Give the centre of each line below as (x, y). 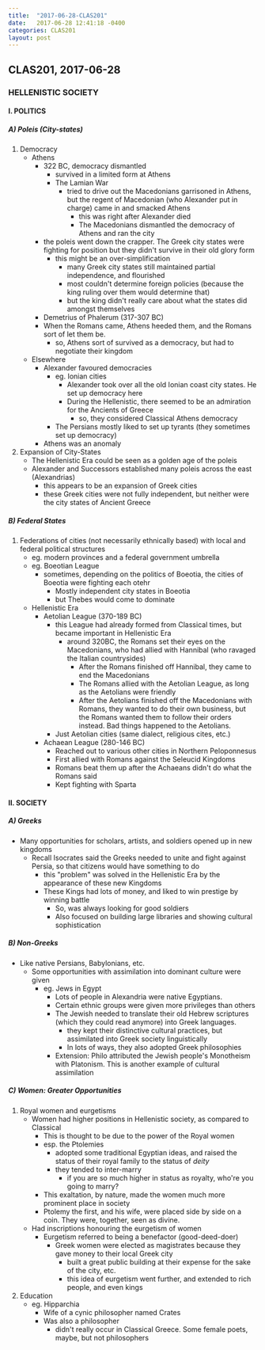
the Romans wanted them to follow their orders (155, 717)
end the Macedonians (114, 675)
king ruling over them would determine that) (138, 292)
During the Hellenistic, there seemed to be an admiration (159, 401)
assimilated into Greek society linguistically (137, 1039)
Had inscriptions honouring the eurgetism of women (116, 1228)
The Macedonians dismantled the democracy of (157, 225)
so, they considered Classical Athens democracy (159, 418)
